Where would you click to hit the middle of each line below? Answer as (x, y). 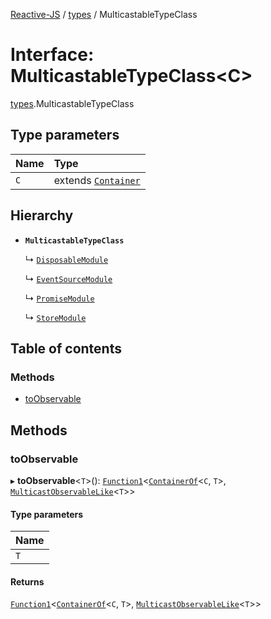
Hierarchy (42, 215)
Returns (27, 581)
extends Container (97, 180)
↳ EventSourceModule (68, 278)
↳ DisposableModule (66, 259)
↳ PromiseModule (59, 298)
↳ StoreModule (55, 317)
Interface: (52, 55)
